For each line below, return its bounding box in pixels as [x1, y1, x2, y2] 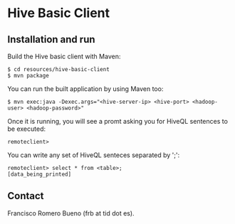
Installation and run [7, 33, 95, 46]
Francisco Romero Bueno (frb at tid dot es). [7, 208, 135, 218]
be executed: [7, 124, 46, 133]
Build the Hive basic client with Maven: [7, 52, 121, 60]
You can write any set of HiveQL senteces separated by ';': [7, 151, 180, 159]
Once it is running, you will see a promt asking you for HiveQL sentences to [7, 117, 228, 125]
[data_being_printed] [7, 171, 72, 178]
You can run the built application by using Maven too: [7, 85, 164, 93]
